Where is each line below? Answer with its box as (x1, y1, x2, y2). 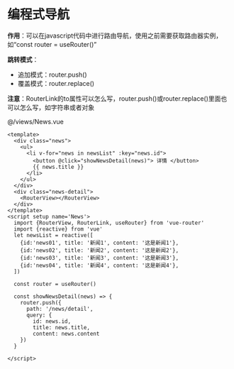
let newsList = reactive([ (13, 231, 94, 238)
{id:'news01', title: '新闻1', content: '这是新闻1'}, (20, 239, 179, 246)
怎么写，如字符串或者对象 (19, 103, 94, 111)
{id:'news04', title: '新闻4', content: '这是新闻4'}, (20, 262, 179, 269)
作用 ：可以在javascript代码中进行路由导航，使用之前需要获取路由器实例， (7, 31, 223, 40)
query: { (26, 312, 52, 319)
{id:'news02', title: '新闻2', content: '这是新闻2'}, (20, 246, 179, 254)
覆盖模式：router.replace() (17, 79, 94, 87)
